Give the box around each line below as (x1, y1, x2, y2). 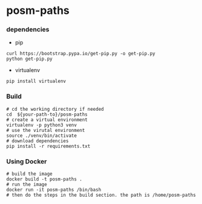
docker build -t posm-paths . (6, 176, 83, 182)
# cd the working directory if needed (6, 106, 104, 112)
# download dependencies (6, 137, 69, 144)
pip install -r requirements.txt (6, 143, 91, 149)
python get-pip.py (6, 56, 53, 62)
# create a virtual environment (6, 116, 88, 123)
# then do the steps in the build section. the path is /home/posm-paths (6, 192, 197, 199)
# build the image (6, 171, 53, 177)
